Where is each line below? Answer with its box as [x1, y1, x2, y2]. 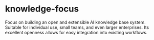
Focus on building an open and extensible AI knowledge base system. [5, 19, 146, 25]
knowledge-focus [5, 3, 79, 14]
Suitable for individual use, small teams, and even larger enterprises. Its [5, 24, 149, 30]
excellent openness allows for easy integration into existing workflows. [5, 29, 148, 35]
